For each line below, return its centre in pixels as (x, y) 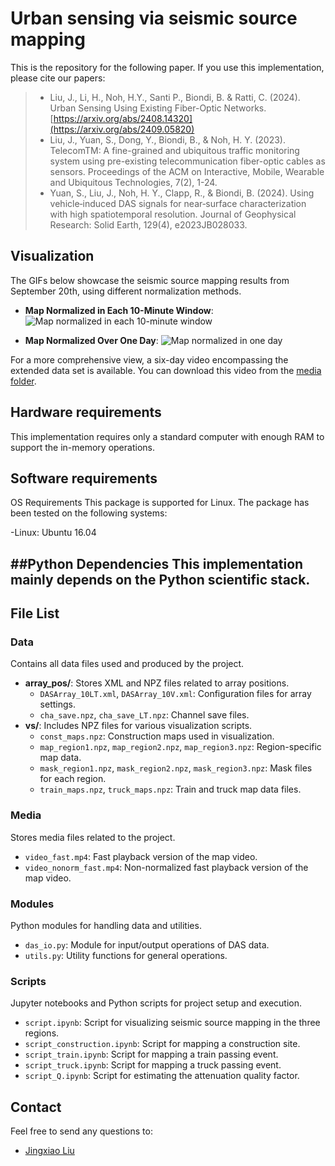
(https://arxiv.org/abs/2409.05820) (122, 129)
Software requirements (84, 478)
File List (35, 613)
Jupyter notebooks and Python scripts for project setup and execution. (156, 1003)
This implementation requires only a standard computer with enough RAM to (167, 436)
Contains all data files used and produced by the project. (127, 664)
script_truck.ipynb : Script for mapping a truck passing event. (153, 1065)
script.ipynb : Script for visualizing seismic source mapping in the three (172, 1023)
